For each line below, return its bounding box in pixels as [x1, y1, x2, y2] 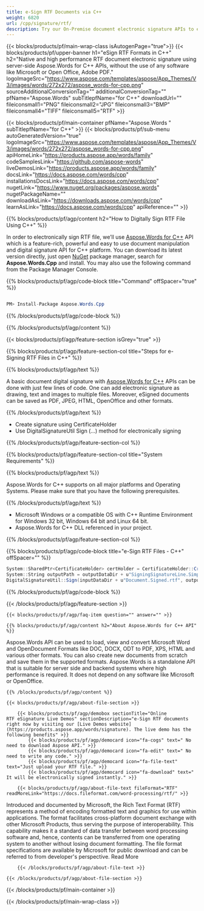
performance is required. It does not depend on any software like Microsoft [6, 671, 194, 678]
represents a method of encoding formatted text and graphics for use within [6, 807, 197, 815]
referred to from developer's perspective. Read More [6, 853, 138, 860]
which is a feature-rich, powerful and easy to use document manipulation [6, 240, 190, 247]
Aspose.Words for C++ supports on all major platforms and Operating [6, 481, 181, 488]
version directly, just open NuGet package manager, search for [6, 253, 164, 260]
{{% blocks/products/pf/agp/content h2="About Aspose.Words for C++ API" [6, 622, 197, 628]
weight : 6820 [6, 15, 39, 21]
